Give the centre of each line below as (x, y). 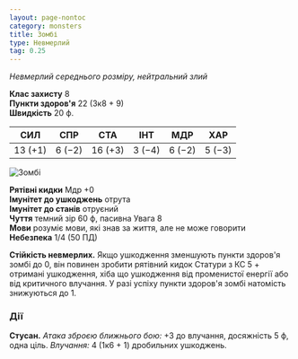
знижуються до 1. (43, 293)
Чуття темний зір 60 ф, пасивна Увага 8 (86, 219)
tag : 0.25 (28, 51)
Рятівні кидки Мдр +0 (52, 190)
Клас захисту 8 (39, 94)
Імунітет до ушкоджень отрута (70, 199)
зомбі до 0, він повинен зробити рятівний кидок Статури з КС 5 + (135, 265)
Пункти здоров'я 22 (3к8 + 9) (66, 103)
